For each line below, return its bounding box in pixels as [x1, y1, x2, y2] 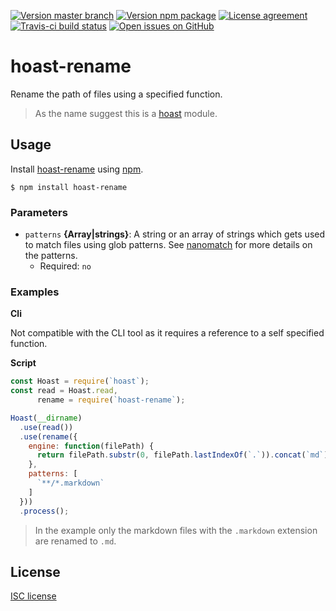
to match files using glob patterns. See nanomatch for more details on [24, 239, 313, 251]
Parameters [10, 205, 68, 219]
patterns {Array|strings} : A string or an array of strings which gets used [24, 228, 326, 240]
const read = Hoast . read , [10, 386, 118, 396]
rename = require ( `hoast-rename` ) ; [36, 395, 186, 405]
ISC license [10, 590, 57, 602]
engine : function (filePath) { [28, 441, 155, 451]
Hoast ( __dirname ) [10, 413, 83, 423]
